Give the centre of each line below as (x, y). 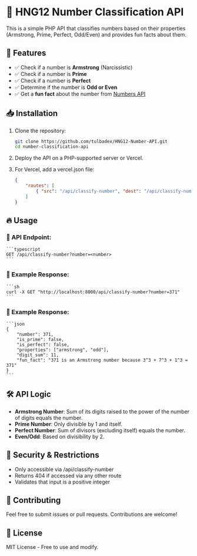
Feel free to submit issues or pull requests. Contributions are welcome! (92, 514)
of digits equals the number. (49, 418)
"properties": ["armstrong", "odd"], (63, 350)
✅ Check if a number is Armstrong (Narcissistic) (74, 67)
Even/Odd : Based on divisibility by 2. (59, 436)
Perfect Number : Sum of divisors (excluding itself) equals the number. (100, 430)
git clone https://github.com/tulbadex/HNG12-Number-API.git (91, 141)
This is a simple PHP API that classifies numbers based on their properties (96, 28)
